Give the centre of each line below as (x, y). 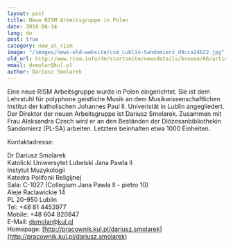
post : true (23, 40)
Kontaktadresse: (31, 142)
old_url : (20, 59)
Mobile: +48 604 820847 (43, 214)
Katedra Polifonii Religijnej (44, 177)
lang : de (20, 33)
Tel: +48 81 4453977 (37, 207)
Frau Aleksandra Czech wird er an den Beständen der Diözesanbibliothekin (114, 121)
